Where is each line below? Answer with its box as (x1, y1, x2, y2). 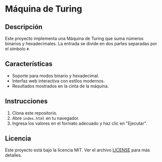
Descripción (5, 23, 43, 31)
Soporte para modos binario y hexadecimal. (12, 73, 100, 79)
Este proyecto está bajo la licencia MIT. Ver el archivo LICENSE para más (5, 147, 150, 153)
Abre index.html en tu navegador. (12, 115, 80, 121)
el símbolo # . (5, 46, 30, 51)
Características (5, 60, 53, 68)
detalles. (5, 152, 22, 158)
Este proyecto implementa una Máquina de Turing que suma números (5, 35, 144, 41)
